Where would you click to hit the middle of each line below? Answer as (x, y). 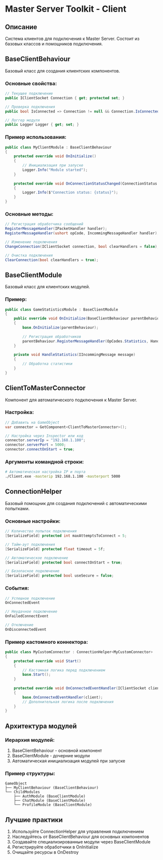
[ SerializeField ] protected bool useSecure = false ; (59, 576)
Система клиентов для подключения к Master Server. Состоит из (72, 38)
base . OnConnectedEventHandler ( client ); (63, 697)
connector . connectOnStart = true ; (40, 449)
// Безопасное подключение (32, 571)
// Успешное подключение (30, 598)
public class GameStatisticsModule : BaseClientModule (62, 309)
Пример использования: (36, 137)
